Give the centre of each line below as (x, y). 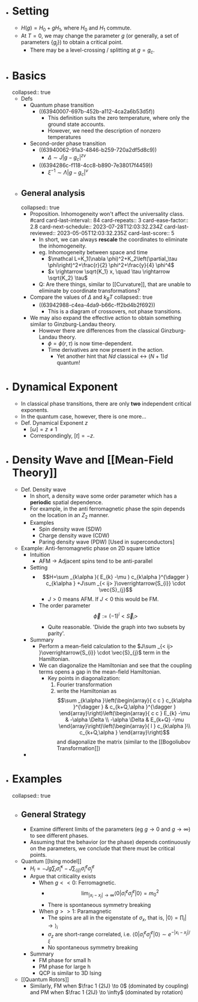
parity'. (56, 633)
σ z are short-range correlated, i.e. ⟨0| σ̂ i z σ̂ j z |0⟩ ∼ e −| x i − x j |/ (119, 935)
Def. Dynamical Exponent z (54, 422)
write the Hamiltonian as (87, 690)
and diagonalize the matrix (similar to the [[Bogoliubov (124, 742)
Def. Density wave (43, 489)
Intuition (40, 555)
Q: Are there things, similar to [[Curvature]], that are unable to (115, 284)
